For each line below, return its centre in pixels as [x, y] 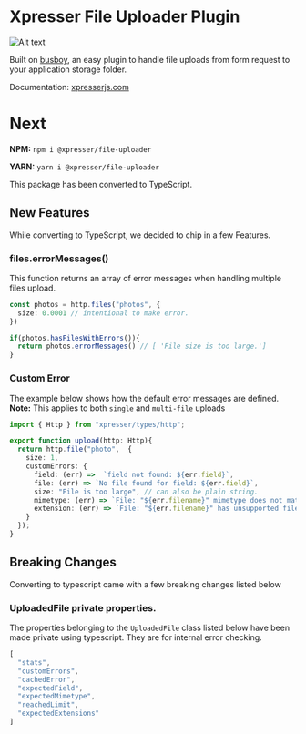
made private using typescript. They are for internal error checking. [136, 637]
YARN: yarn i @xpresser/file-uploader [84, 167]
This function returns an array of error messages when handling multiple [146, 278]
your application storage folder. [68, 69]
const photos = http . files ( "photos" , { [85, 304]
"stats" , [34, 662]
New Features [50, 213]
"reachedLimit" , [48, 705]
